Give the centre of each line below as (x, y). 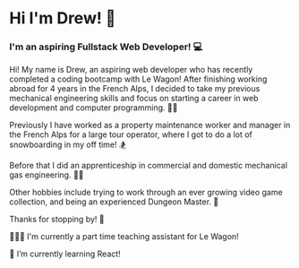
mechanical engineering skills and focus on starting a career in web (134, 99)
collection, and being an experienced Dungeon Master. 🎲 (114, 202)
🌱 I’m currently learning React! (65, 254)
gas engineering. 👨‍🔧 (47, 175)
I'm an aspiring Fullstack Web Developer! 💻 (106, 47)
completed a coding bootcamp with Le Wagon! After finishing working (138, 79)
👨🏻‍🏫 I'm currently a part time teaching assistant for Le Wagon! (124, 237)
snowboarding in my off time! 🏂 (68, 145)
